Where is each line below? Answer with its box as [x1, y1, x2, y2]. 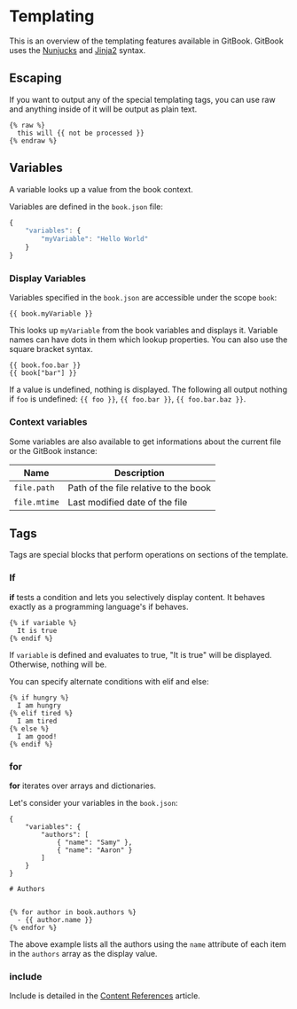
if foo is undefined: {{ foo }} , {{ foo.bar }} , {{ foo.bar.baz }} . [9, 394, 246, 404]
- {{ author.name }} [17, 915, 93, 924]
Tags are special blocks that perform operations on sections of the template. [9, 550, 289, 560]
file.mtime [13, 497, 59, 507]
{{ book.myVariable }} [9, 309, 93, 318]
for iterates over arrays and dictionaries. [9, 780, 157, 791]
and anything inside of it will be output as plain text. [9, 104, 198, 114]
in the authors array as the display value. [9, 948, 158, 958]
